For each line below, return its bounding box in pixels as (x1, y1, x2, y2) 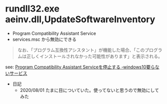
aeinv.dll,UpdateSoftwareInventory (5, 14, 155, 25)
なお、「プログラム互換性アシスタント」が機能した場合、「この (17, 47, 145, 53)
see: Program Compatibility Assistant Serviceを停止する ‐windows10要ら (5, 64, 155, 70)
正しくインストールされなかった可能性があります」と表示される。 (26, 53, 163, 59)
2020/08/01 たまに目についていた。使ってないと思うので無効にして (20, 87, 159, 93)
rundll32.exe (5, 3, 60, 15)
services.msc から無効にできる (12, 36, 77, 42)
